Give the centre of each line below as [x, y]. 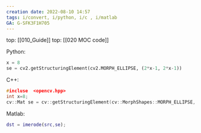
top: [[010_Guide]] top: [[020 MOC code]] [58, 40]
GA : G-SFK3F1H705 [28, 23]
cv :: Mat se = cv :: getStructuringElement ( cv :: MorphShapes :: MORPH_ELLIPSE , [101, 102]
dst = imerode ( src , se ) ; [36, 125]
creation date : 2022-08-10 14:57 [48, 12]
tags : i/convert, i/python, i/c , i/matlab [62, 17]
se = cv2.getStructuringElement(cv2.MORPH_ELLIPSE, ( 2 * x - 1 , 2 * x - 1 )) [94, 69]
